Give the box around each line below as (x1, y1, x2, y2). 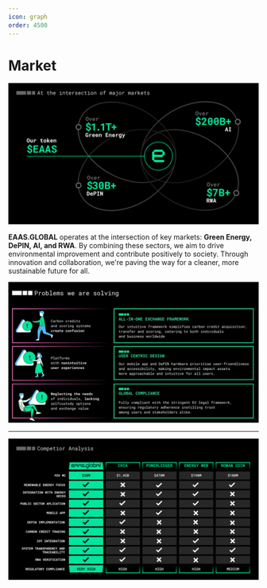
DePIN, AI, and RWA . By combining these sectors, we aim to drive (8, 240, 224, 250)
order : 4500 (8, 21, 48, 29)
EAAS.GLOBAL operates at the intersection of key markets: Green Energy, (8, 232, 253, 242)
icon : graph (8, 13, 48, 21)
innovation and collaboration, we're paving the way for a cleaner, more (8, 257, 239, 267)
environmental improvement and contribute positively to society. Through (8, 249, 249, 259)
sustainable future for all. (8, 266, 90, 275)
